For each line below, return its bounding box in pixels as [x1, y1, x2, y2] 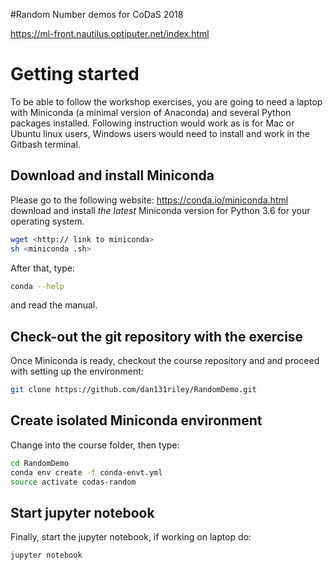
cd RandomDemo [10, 458, 70, 468]
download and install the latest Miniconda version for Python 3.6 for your [10, 204, 311, 216]
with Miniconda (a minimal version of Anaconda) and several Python [10, 106, 292, 118]
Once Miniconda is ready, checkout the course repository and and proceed [10, 355, 320, 367]
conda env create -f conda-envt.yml [10, 467, 163, 478]
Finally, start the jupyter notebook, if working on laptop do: [10, 531, 252, 543]
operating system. [10, 215, 85, 227]
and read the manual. [10, 299, 98, 311]
